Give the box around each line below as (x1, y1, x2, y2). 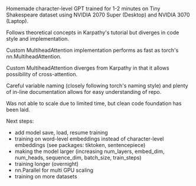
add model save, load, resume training (14, 129, 108, 136)
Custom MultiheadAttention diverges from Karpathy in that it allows (6, 64, 169, 71)
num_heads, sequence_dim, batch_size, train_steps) (14, 154, 142, 161)
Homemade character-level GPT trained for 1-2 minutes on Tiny (6, 5, 161, 12)
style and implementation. (6, 35, 69, 42)
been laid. (6, 106, 31, 113)
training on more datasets (14, 173, 78, 180)
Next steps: (6, 118, 34, 125)
